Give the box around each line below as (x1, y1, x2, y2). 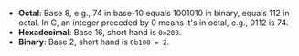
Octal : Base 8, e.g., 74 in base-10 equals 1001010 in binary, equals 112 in (17, 8, 290, 18)
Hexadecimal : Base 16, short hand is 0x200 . (17, 27, 182, 37)
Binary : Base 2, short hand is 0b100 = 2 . (17, 36, 170, 47)
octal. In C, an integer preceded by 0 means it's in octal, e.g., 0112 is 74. (17, 17, 289, 28)
